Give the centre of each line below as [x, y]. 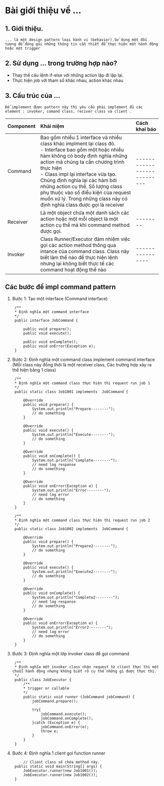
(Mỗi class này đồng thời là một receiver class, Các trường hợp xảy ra [82, 365]
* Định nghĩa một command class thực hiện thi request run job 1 [82, 383]
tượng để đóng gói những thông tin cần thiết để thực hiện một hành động [82, 44]
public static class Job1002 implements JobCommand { [71, 529]
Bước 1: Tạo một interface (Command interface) [60, 299]
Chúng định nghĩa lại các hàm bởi [79, 180]
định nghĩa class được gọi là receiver [82, 205]
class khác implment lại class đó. [78, 143]
